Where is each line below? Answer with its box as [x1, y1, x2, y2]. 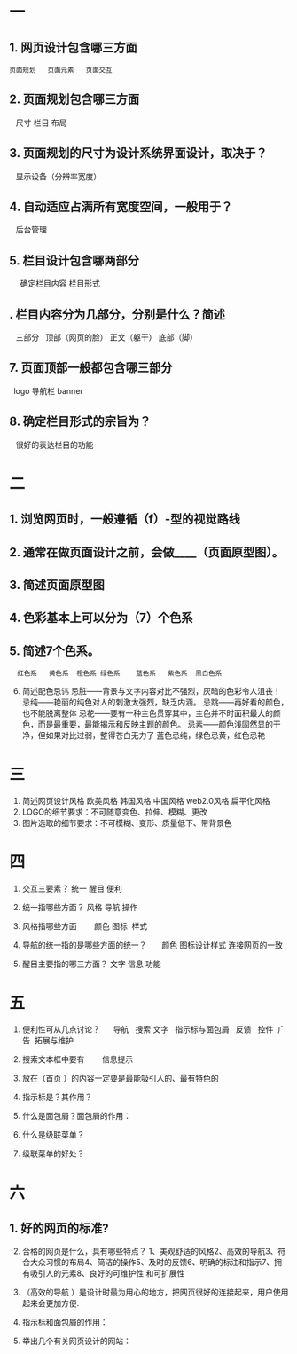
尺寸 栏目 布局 [15, 117, 67, 128]
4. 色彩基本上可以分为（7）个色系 [9, 610, 193, 626]
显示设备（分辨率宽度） [15, 170, 102, 181]
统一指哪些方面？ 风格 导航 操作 [21, 902, 138, 913]
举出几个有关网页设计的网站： [21, 1335, 131, 1347]
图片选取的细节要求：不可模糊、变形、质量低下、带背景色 [21, 818, 232, 829]
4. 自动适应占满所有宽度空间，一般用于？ [9, 200, 233, 215]
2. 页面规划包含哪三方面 [9, 92, 140, 107]
